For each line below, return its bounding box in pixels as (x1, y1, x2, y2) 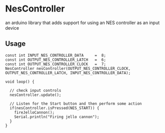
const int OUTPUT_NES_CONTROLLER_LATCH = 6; (5, 57, 106, 62)
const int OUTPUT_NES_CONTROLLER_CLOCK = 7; (5, 61, 106, 67)
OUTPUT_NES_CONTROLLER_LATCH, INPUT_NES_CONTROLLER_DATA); (5, 70, 131, 75)
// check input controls (9, 88, 61, 93)
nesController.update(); (9, 92, 61, 97)
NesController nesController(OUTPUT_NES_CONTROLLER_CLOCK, (5, 66, 131, 71)
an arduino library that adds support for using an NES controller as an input (5, 20, 160, 26)
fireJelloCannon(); (14, 110, 55, 115)
